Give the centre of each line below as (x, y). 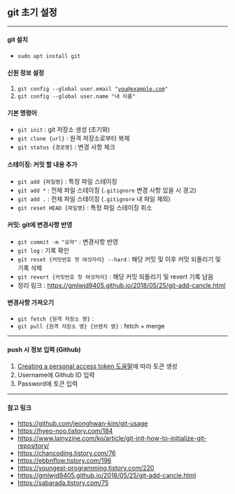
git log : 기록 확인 (43, 250)
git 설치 (17, 40)
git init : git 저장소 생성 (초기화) (64, 130)
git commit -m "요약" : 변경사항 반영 (68, 241)
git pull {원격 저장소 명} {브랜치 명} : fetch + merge (91, 326)
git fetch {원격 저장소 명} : (56, 319)
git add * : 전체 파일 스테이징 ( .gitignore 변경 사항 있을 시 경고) (107, 190)
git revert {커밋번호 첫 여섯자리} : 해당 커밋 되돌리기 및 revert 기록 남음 (115, 276)
